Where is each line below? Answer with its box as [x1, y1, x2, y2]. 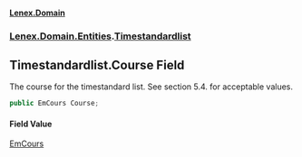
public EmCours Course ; [9, 99, 100, 108]
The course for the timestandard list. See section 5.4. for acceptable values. [9, 81, 293, 92]
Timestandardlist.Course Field [9, 57, 185, 72]
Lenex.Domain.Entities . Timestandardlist [9, 30, 192, 42]
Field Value [9, 118, 53, 129]
